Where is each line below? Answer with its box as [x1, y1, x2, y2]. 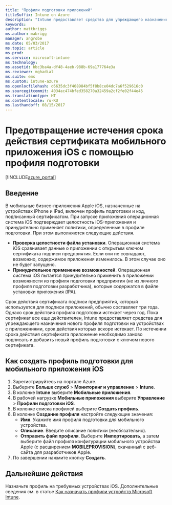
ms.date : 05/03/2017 [5, 41, 50, 46]
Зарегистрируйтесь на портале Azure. [12, 378, 97, 384]
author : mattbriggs [5, 27, 47, 32]
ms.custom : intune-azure [5, 79, 58, 84]
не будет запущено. [12, 261, 56, 268]
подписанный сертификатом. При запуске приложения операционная [5, 213, 159, 219]
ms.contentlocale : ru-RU [5, 98, 58, 103]
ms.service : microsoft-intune [5, 55, 70, 60]
